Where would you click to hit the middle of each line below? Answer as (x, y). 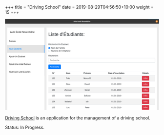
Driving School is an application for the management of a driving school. (78, 118)
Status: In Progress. (25, 127)
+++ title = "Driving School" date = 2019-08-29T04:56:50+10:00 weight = (79, 7)
